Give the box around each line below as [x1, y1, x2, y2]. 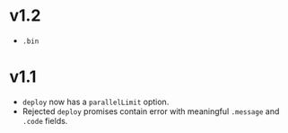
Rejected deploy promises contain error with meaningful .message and [22, 105, 280, 117]
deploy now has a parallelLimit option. [22, 96, 170, 107]
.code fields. [22, 115, 68, 126]
